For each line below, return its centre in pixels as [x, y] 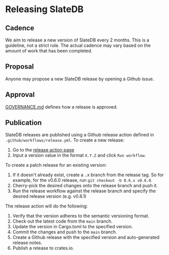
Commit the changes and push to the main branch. [65, 232]
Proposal [20, 67]
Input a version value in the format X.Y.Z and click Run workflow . [79, 156]
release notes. [27, 243]
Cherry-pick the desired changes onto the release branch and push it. [85, 186]
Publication [23, 123]
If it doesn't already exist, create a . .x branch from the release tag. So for [88, 175]
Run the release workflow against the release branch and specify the [84, 191]
